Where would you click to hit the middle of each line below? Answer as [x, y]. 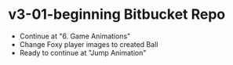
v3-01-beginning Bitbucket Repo [117, 14]
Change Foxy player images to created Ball [89, 44]
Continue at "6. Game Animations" [75, 36]
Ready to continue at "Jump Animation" [83, 52]
